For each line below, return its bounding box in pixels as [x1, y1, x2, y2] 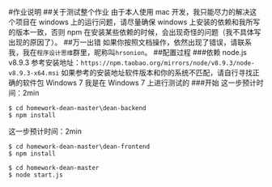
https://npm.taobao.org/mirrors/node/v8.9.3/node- [80, 59, 255, 67]
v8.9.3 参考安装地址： [8, 57, 81, 67]
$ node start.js [8, 171, 63, 179]
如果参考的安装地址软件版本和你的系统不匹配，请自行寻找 [61, 68, 253, 77]
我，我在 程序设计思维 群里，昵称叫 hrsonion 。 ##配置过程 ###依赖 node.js [8, 48, 247, 57]
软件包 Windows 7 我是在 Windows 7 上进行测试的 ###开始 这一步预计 [22, 78, 257, 87]
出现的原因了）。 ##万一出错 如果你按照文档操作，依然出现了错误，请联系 [8, 37, 253, 47]
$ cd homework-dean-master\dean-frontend [8, 142, 151, 151]
